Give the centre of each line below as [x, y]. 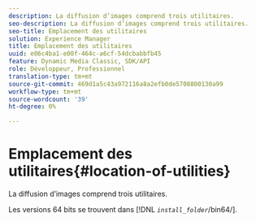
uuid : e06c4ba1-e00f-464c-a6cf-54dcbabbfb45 [85, 54]
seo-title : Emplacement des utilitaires [78, 31]
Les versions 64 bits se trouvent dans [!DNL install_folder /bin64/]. [123, 210]
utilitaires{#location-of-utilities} [119, 171]
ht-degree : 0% [33, 107]
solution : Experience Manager [60, 39]
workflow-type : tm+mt [45, 91]
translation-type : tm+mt [50, 76]
